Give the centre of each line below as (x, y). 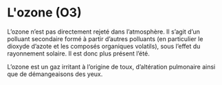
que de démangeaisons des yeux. (55, 74)
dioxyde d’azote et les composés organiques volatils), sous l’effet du (104, 46)
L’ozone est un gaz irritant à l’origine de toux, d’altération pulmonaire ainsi (111, 66)
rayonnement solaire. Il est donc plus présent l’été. (78, 53)
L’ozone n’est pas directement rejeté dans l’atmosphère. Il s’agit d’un (104, 32)
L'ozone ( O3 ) (44, 13)
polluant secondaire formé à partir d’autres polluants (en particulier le (105, 38)
